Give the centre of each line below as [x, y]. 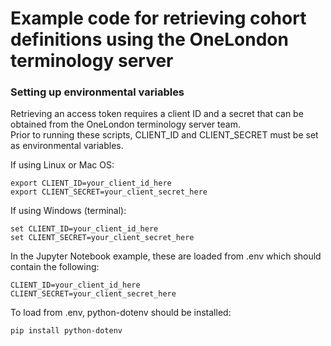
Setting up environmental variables [97, 92]
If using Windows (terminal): [68, 211]
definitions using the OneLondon [149, 39]
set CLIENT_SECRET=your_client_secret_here [102, 238]
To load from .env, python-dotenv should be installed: [121, 313]
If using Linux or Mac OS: [62, 165]
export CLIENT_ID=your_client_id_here [91, 183]
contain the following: [55, 267]
